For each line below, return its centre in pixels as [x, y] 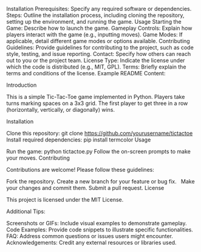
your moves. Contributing [38, 158]
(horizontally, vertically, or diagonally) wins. [61, 110]
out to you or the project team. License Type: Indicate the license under [96, 60]
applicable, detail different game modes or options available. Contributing [98, 41]
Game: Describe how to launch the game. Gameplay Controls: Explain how [99, 28]
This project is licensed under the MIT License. [65, 199]
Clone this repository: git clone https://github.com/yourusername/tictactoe [100, 133]
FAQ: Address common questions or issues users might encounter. [90, 236]
